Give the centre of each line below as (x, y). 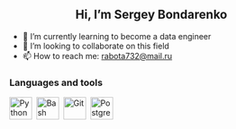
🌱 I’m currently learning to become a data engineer (117, 36)
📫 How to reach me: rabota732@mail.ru (97, 56)
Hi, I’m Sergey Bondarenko (151, 15)
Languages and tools (56, 82)
